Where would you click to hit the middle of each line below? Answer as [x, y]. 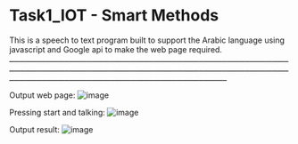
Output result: [35, 129]
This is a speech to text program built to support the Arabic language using [147, 40]
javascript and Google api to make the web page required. [116, 49]
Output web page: [42, 95]
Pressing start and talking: [57, 112]
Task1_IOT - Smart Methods [114, 16]
